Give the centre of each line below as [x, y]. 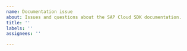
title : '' [18, 23]
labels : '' [20, 28]
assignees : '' [24, 34]
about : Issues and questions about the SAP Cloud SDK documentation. [94, 17]
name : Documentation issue [39, 12]
